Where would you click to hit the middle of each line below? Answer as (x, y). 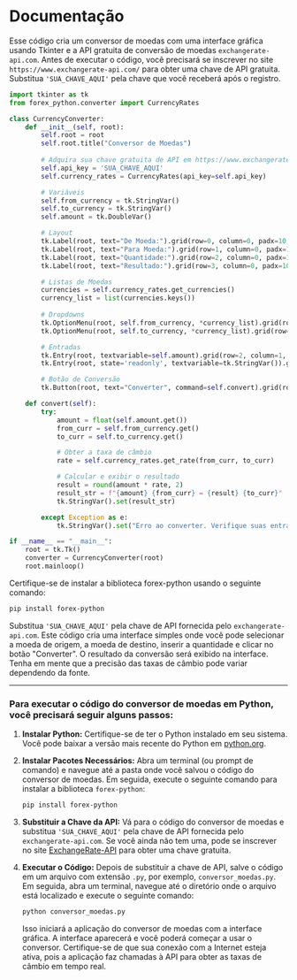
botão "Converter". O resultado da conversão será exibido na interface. (139, 654)
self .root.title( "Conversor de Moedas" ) (116, 143)
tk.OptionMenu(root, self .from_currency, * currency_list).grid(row (168, 323)
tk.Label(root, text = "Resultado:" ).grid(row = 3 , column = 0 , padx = (162, 266)
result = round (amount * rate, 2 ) (120, 485)
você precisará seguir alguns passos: (91, 715)
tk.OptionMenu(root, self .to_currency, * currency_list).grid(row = (166, 331)
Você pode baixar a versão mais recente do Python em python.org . (144, 744)
